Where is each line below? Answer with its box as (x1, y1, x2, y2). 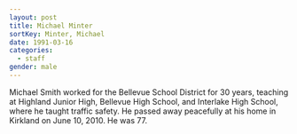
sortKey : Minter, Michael (9, 29, 105, 38)
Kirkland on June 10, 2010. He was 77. (9, 114, 148, 125)
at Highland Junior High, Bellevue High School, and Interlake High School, (9, 96, 279, 106)
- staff (17, 54, 46, 63)
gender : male (9, 63, 58, 72)
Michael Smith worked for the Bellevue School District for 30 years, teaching (9, 86, 289, 98)
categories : (9, 46, 53, 55)
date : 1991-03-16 (9, 37, 74, 47)
